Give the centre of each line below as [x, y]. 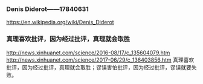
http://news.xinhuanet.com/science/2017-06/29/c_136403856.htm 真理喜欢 [100, 60]
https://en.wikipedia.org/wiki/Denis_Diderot [60, 22]
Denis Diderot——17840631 [47, 9]
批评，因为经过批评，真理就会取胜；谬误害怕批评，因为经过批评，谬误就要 [99, 67]
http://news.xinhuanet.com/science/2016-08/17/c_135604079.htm [88, 53]
